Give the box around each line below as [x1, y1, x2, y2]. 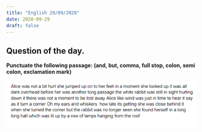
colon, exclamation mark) [6, 68, 72, 76]
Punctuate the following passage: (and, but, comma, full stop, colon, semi [6, 62, 195, 69]
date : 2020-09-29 [6, 16, 50, 22]
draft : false [6, 22, 39, 28]
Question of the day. [6, 45, 85, 56]
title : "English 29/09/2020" [6, 10, 80, 16]
